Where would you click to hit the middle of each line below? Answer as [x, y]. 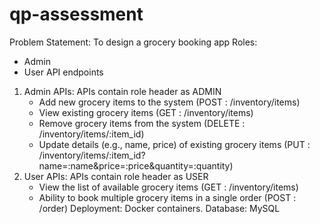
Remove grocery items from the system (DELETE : [142, 123]
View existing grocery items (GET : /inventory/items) [146, 112]
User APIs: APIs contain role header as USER [116, 176]
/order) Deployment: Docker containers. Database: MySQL [159, 208]
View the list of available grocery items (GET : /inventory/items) [168, 187]
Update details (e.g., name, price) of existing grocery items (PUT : [174, 144]
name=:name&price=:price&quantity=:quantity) [136, 165]
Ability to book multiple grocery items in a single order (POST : [167, 197]
